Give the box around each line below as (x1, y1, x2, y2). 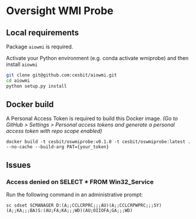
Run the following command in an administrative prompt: (6, 191, 143, 198)
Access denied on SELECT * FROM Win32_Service (6, 178, 154, 186)
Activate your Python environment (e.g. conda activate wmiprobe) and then (6, 55, 189, 61)
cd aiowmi (6, 78, 31, 84)
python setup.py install (6, 83, 67, 89)
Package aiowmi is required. (6, 43, 74, 50)
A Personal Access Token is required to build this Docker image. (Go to (6, 115, 178, 122)
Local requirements (6, 28, 79, 38)
